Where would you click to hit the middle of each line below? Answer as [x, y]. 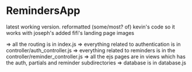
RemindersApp [43, 11]
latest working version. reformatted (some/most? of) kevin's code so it [90, 27]
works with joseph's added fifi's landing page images [70, 33]
